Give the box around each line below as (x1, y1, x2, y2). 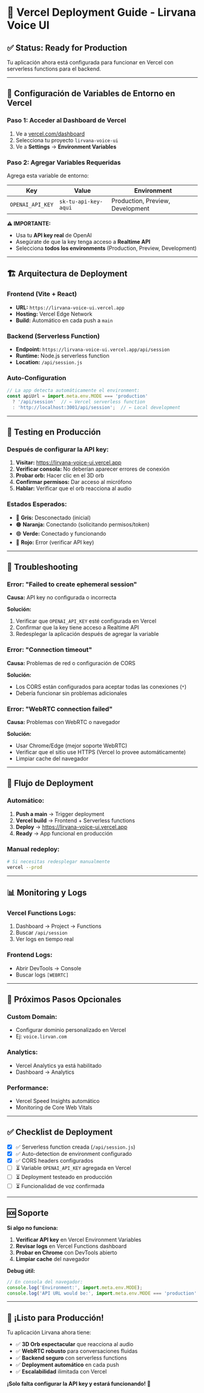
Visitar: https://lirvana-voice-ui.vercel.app (15, 459, 122, 466)
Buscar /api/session (15, 929, 68, 936)
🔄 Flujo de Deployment (7, 778, 94, 789)
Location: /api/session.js (15, 358, 83, 365)
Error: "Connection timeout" (7, 646, 93, 654)
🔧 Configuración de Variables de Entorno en (7, 88, 176, 99)
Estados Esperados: (7, 500, 67, 508)
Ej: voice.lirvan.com (15, 1033, 67, 1040)
